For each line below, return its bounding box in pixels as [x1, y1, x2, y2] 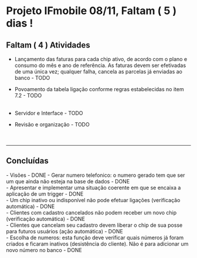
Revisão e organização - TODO [14, 121, 90, 128]
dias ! [6, 16, 33, 30]
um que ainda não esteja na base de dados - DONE [6, 177, 130, 185]
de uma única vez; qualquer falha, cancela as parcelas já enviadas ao [14, 68, 183, 75]
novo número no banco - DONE [6, 246, 82, 253]
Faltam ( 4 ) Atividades [6, 40, 90, 50]
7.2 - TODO [14, 92, 42, 99]
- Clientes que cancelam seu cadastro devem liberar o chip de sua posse [6, 222, 183, 229]
